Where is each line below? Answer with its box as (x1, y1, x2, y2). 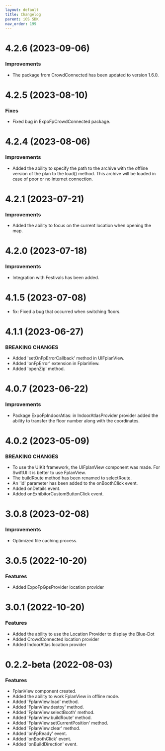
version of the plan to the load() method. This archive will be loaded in (12, 170, 156, 176)
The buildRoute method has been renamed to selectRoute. (12, 475, 132, 481)
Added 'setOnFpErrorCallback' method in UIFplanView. (12, 355, 125, 361)
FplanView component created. (12, 688, 77, 694)
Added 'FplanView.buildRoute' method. (12, 715, 92, 721)
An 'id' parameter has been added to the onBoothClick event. (12, 480, 138, 486)
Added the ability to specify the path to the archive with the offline (12, 165, 148, 171)
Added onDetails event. (12, 485, 61, 492)
